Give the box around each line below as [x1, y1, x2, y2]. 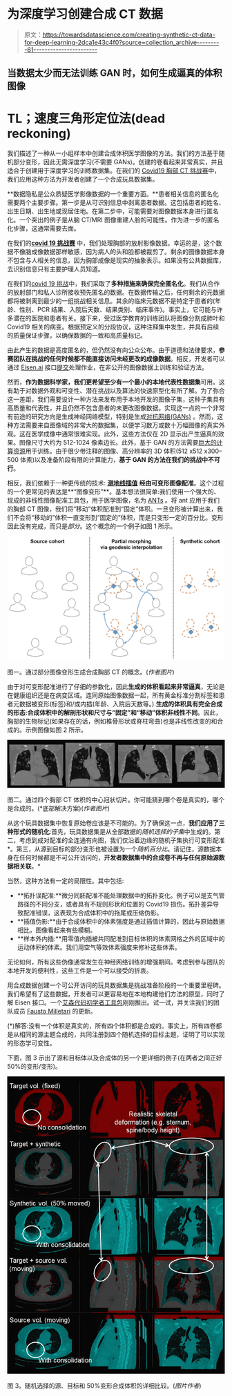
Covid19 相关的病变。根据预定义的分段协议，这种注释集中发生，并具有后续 [7, 322, 220, 331]
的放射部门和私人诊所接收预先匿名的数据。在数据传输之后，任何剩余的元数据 [7, 288, 225, 297]
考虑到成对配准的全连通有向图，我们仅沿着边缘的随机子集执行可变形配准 [19, 836, 225, 844]
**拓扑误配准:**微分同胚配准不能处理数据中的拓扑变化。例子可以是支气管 [17, 891, 225, 900]
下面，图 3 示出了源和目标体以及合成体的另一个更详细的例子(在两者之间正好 [7, 1054, 222, 1062]
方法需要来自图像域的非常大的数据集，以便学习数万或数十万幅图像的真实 [12, 421, 219, 429]
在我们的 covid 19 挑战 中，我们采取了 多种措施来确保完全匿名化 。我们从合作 [7, 280, 220, 288]
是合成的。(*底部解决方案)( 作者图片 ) [7, 804, 110, 813]
